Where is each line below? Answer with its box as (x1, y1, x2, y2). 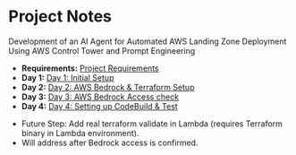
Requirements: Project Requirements (21, 63, 159, 73)
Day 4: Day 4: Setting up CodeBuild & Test (21, 100, 178, 111)
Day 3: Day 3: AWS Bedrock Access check (21, 91, 180, 102)
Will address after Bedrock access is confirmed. (21, 137, 199, 148)
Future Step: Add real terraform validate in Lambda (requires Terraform (21, 118, 283, 129)
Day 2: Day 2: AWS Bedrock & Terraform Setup (21, 82, 195, 92)
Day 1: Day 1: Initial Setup (21, 72, 114, 82)
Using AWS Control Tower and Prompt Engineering (8, 45, 196, 56)
